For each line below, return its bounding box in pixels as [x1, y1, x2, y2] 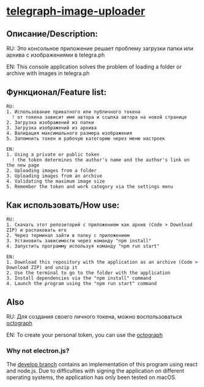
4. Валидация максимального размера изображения [6, 130, 133, 136]
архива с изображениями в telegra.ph [6, 51, 105, 59]
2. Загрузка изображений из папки [6, 119, 95, 126]
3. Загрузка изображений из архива [6, 125, 97, 131]
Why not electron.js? [6, 347, 70, 355]
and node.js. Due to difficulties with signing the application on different [6, 367, 184, 374]
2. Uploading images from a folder [6, 167, 97, 173]
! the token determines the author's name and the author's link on [12, 157, 190, 163]
